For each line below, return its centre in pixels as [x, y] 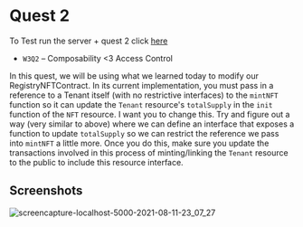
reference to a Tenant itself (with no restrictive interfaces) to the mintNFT [144, 95]
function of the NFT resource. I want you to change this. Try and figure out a [150, 114]
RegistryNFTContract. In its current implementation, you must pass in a [142, 85]
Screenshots [46, 191]
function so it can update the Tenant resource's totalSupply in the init [141, 104]
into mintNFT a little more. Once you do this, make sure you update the [139, 143]
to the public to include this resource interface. [96, 162]
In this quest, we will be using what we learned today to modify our [134, 76]
